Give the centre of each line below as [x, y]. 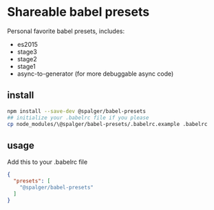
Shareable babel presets [78, 12]
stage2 [27, 59]
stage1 [26, 66]
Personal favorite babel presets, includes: [66, 31]
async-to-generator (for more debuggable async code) [95, 74]
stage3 [27, 52]
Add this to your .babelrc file [47, 162]
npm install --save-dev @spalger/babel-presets [77, 111]
